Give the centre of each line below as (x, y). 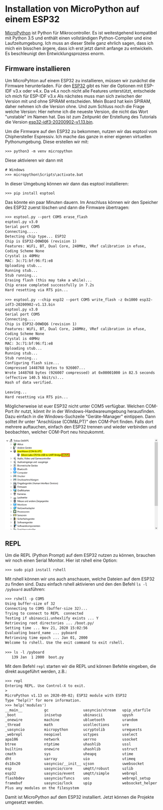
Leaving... (16, 392)
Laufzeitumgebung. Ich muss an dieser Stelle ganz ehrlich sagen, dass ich (79, 43)
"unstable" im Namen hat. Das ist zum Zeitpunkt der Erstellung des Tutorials (81, 117)
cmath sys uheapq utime (69, 754)
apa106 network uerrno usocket (71, 739)
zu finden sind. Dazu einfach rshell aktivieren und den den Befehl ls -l (76, 584)
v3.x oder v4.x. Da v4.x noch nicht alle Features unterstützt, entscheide (84, 91)
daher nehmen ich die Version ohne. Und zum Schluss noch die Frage (75, 106)
